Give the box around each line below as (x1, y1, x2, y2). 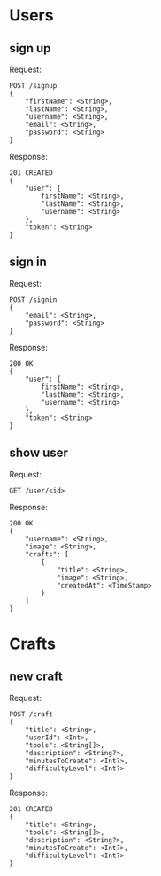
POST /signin (9, 295, 57, 304)
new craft (9, 669, 64, 684)
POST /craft (9, 709, 53, 719)
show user (9, 446, 69, 461)
